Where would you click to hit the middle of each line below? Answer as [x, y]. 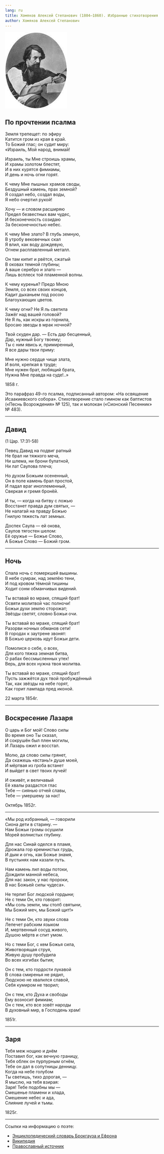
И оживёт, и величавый [29, 780]
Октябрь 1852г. [21, 805]
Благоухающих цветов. [29, 300]
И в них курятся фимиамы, [33, 170]
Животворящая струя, [28, 949]
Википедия [24, 1141]
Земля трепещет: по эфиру [33, 134]
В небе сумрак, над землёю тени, [40, 578]
